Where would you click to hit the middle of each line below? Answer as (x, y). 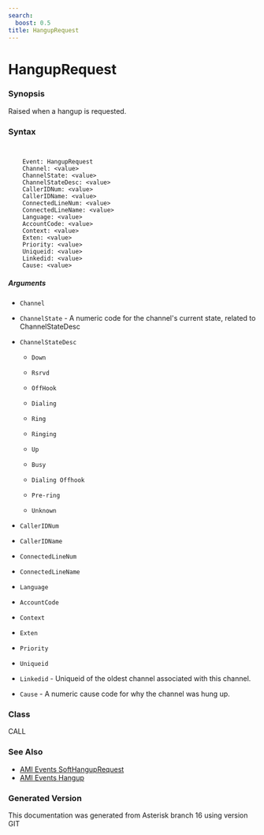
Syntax (22, 131)
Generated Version (45, 798)
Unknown (44, 511)
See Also (26, 752)
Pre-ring (46, 496)
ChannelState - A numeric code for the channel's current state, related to (138, 318)
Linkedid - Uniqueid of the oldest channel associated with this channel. (135, 679)
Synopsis (26, 94)
